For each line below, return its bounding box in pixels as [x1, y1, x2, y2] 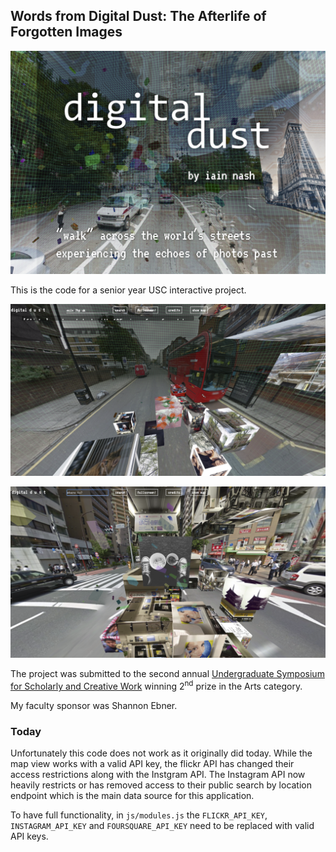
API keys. [10, 830, 49, 843]
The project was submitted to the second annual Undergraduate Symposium [10, 668, 325, 680]
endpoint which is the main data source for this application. [10, 790, 255, 802]
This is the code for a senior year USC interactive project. [10, 284, 247, 296]
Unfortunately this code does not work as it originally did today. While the [10, 747, 313, 759]
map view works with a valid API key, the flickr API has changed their [10, 758, 295, 770]
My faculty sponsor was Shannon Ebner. [10, 700, 178, 712]
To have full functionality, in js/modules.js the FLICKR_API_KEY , [10, 809, 268, 821]
